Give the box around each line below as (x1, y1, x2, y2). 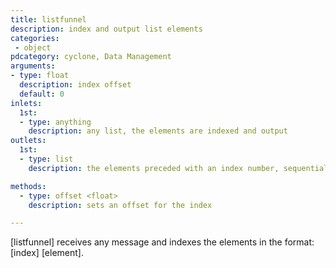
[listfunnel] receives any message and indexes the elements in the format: (10, 236, 315, 248)
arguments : (10, 61, 56, 71)
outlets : (10, 136, 47, 146)
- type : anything (19, 117, 92, 127)
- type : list (19, 154, 74, 164)
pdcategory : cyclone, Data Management (10, 52, 172, 62)
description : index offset (19, 80, 132, 90)
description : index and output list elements (10, 24, 203, 34)
